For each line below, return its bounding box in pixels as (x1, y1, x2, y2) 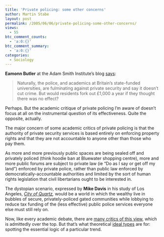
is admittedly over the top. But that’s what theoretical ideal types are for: (5, 221, 151, 227)
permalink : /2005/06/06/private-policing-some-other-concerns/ (5, 21, 137, 26)
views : (5, 25, 19, 30)
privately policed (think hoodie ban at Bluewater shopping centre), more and (5, 155, 159, 162)
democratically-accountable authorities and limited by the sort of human (5, 171, 151, 177)
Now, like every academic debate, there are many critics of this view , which (5, 216, 157, 222)
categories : (5, 52, 29, 58)
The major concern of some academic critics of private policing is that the (5, 125, 154, 131)
